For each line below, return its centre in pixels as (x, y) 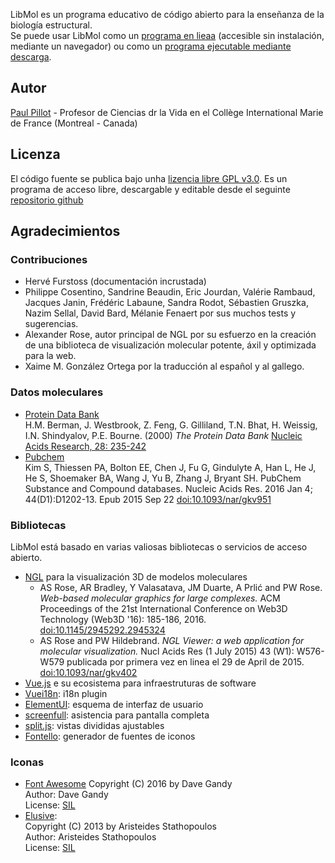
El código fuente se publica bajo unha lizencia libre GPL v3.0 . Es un (149, 178)
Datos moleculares (57, 392)
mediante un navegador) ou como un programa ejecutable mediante (151, 46)
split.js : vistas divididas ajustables (94, 725)
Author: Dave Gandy (66, 795)
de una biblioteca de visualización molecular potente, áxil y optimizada (170, 345)
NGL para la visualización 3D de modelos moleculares (136, 576)
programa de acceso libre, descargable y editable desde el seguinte (150, 189)
